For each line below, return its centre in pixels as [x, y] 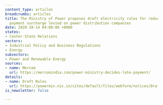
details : [14, 77]
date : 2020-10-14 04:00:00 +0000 [39, 28]
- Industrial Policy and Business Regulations [53, 45]
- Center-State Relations [31, 37]
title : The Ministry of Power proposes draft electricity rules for [76, 18]
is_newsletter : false [27, 90]
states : [13, 32]
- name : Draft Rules [26, 81]
